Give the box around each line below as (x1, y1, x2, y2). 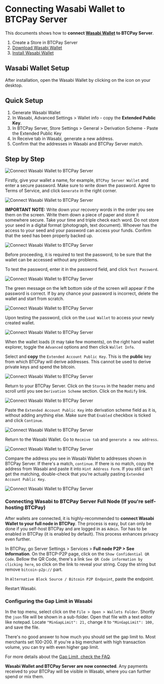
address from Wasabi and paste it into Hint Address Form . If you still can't (5, 466, 153, 472)
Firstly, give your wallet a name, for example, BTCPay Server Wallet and (5, 177, 149, 183)
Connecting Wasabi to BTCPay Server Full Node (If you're (5, 498, 144, 505)
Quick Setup (5, 96, 43, 105)
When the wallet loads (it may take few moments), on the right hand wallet (5, 339, 155, 345)
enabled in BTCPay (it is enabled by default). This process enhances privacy (5, 531, 159, 537)
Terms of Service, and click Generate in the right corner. (5, 188, 117, 194)
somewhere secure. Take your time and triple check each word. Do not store (5, 217, 159, 223)
